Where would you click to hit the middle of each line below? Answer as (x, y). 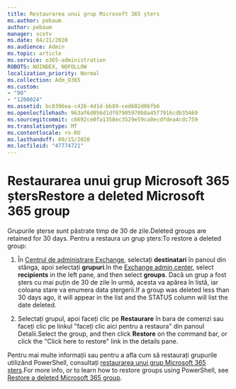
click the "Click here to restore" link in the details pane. (98, 341)
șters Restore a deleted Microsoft (106, 196)
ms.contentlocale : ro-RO (44, 133)
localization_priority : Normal (54, 73)
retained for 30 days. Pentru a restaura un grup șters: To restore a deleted (114, 239)
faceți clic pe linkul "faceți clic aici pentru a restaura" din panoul (111, 327)
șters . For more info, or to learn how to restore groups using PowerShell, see (118, 371)
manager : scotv (30, 34)
